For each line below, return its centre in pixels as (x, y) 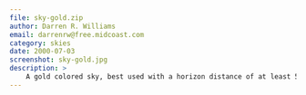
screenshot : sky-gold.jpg (58, 60)
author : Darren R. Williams (63, 26)
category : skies (40, 43)
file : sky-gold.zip (46, 18)
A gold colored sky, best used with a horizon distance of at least (158, 77)
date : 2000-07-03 (42, 52)
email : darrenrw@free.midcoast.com (77, 34)
